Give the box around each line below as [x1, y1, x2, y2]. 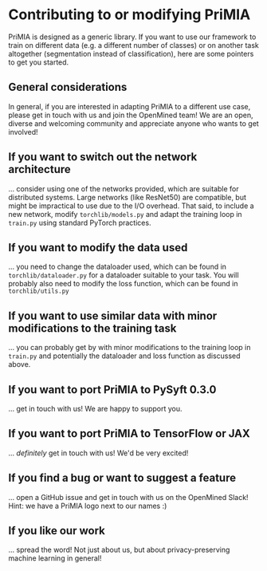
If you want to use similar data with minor [8, 309, 218, 322]
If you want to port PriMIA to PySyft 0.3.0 [8, 383, 217, 396]
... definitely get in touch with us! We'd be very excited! [8, 448, 189, 458]
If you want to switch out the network [8, 150, 198, 164]
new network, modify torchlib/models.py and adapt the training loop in [8, 209, 242, 219]
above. [8, 360, 31, 369]
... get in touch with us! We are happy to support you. [8, 404, 183, 413]
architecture [8, 163, 72, 176]
